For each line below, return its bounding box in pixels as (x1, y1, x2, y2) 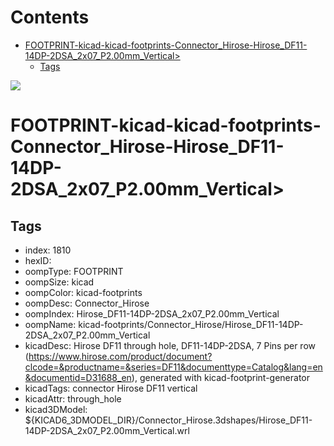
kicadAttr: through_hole (24, 392, 122, 405)
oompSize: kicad (24, 276, 95, 288)
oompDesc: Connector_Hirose (24, 297, 150, 309)
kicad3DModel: (24, 403, 88, 415)
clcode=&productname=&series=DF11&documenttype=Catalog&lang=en (24, 361, 323, 373)
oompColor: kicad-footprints (24, 286, 143, 298)
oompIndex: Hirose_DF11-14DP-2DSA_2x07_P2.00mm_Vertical (24, 307, 280, 320)
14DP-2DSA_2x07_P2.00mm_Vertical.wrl (24, 424, 190, 436)
